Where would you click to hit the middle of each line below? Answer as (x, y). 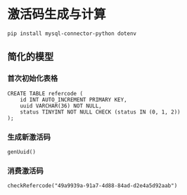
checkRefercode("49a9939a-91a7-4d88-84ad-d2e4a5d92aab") (92, 186)
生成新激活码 (29, 137)
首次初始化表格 (33, 79)
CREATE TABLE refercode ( (45, 93)
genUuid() (22, 152)
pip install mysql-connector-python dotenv (72, 33)
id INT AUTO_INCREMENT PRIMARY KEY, (74, 100)
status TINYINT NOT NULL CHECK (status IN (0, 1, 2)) (100, 112)
